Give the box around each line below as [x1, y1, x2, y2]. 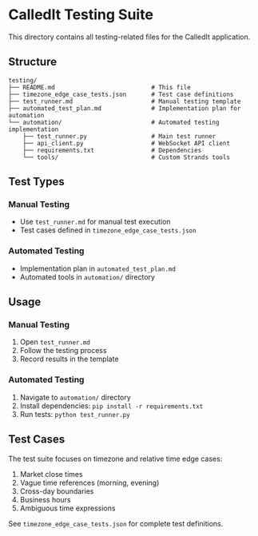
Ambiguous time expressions [19, 503, 116, 513]
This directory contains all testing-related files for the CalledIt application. [8, 32, 251, 42]
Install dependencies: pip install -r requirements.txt [19, 401, 204, 411]
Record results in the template [19, 354, 119, 364]
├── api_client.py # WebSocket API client [22, 139, 230, 147]
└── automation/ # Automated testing [8, 118, 220, 126]
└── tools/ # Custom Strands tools [22, 153, 230, 161]
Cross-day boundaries [19, 486, 94, 496]
